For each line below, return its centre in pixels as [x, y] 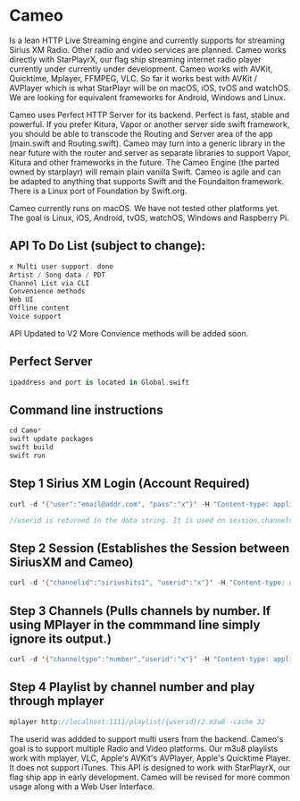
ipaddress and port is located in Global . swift [100, 382]
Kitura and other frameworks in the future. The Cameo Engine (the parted [144, 162]
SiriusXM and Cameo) [71, 562]
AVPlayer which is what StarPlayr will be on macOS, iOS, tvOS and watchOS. [150, 88]
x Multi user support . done [62, 266]
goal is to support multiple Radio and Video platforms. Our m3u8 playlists [144, 748]
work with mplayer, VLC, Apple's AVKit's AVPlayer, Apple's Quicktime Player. [150, 758]
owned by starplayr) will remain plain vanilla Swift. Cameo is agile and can [145, 172]
